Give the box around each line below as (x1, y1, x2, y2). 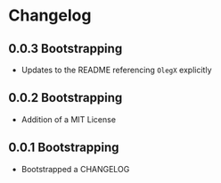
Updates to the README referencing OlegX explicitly (20, 64, 212, 75)
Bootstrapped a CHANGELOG (20, 163, 130, 174)
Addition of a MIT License (20, 113, 117, 125)
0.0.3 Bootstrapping (8, 41, 123, 56)
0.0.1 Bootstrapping (8, 140, 119, 155)
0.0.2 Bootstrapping (8, 90, 123, 105)
